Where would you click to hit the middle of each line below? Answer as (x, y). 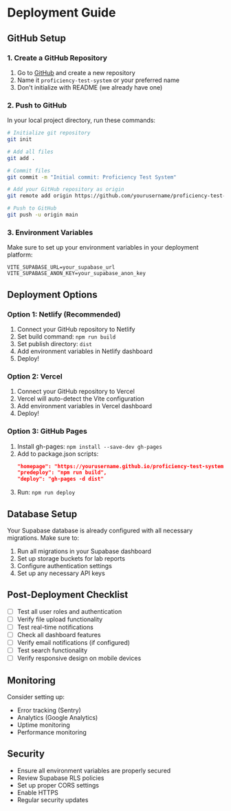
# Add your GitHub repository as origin (66, 190)
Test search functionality (52, 650)
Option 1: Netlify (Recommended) (64, 314)
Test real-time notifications (55, 627)
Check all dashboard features (59, 634)
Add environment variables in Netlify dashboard (85, 351)
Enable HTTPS (37, 792)
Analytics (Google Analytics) (57, 718)
